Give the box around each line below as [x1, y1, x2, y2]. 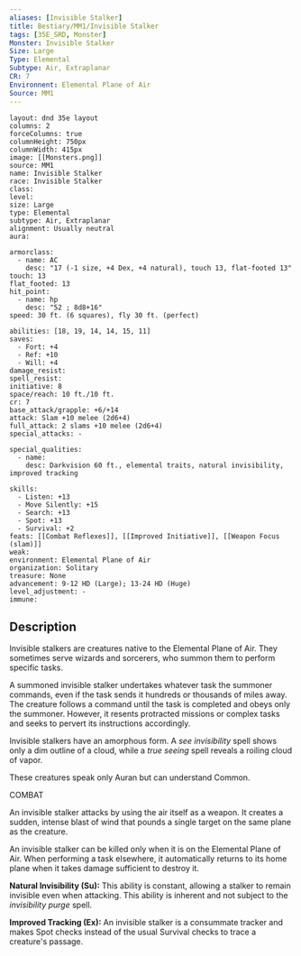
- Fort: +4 [17, 342, 59, 352]
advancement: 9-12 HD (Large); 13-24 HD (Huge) [9, 579, 192, 588]
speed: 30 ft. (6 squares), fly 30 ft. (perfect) [9, 310, 200, 320]
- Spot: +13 [17, 516, 63, 525]
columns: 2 [9, 121, 50, 131]
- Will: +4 [17, 358, 59, 367]
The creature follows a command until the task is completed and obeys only [9, 699, 291, 710]
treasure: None [9, 571, 67, 580]
